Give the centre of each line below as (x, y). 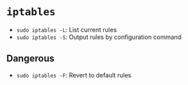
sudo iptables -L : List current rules (66, 29)
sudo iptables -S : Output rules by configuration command (99, 37)
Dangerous (30, 59)
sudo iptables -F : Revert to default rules (73, 75)
